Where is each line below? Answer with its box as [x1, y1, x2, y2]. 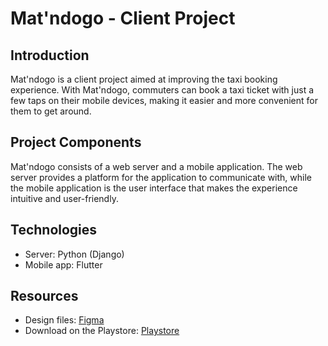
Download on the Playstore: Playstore [24, 325, 180, 337]
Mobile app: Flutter [24, 258, 103, 271]
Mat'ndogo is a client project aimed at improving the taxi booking [10, 73, 278, 85]
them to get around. [10, 105, 92, 117]
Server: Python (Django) [24, 248, 125, 260]
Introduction [10, 47, 90, 64]
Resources [10, 288, 79, 305]
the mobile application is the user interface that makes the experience [10, 182, 298, 194]
